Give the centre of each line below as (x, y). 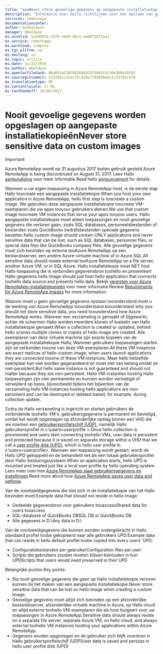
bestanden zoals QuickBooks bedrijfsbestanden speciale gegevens (72, 230)
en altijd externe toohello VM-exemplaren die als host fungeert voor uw (83, 610)
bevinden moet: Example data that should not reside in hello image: (72, 496)
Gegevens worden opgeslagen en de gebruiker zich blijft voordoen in (81, 636)
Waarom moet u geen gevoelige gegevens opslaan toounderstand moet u (78, 301)
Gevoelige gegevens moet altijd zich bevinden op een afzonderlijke (79, 600)
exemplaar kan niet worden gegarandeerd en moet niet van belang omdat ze (81, 363)
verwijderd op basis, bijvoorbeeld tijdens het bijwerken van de (67, 384)
